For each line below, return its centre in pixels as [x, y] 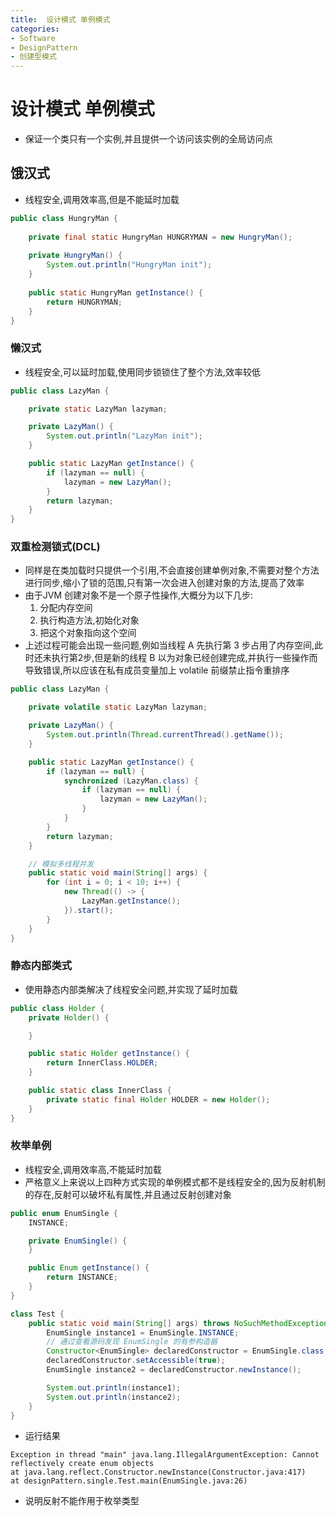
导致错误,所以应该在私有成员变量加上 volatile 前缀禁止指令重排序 [157, 670]
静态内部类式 [41, 966]
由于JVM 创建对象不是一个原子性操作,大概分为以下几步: [139, 595]
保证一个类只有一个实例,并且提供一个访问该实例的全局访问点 [148, 139]
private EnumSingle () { [78, 1241]
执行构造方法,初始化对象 [89, 620]
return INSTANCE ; [82, 1277]
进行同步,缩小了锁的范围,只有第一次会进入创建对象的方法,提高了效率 [164, 583]
